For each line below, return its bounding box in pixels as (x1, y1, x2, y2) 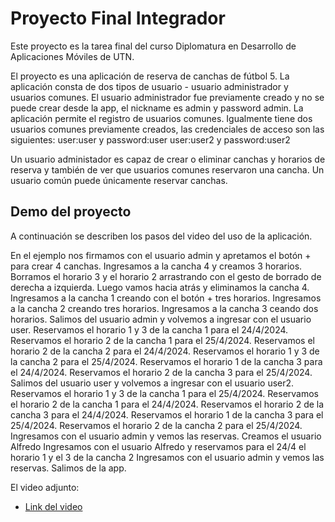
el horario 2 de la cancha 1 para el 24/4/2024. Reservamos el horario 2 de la (10, 398, 325, 410)
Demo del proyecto (10, 203, 132, 221)
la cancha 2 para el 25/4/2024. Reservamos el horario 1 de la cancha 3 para (10, 355, 323, 367)
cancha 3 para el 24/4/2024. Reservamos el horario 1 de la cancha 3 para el (10, 408, 324, 421)
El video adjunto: (10, 481, 80, 493)
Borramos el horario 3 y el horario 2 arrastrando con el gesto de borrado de (10, 270, 322, 282)
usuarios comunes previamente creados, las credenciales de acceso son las (10, 123, 325, 135)
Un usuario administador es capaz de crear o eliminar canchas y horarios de (10, 153, 326, 165)
